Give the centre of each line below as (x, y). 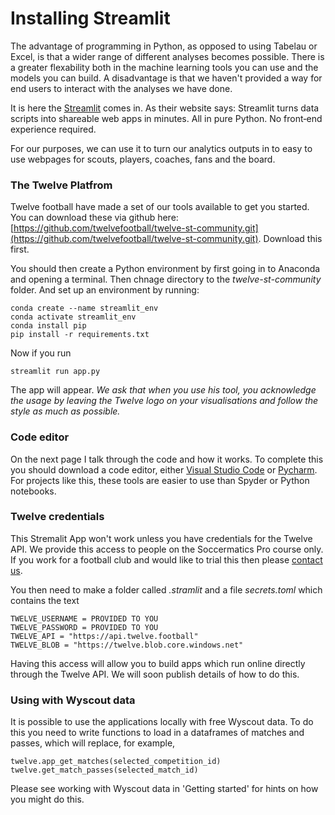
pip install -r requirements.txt (80, 335)
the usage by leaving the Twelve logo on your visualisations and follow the (164, 401)
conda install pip (48, 326)
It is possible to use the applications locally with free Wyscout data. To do (162, 722)
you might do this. (47, 799)
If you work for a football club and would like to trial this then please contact (166, 559)
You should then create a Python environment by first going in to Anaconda (165, 269)
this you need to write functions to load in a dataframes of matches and (157, 733)
